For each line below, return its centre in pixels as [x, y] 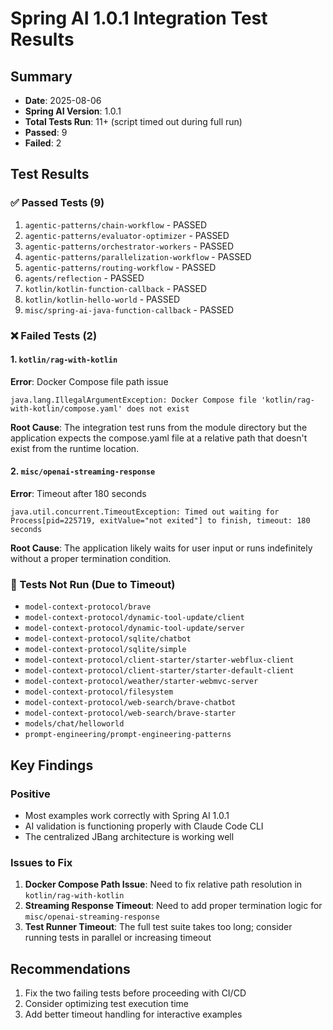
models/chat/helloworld [74, 724]
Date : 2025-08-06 [63, 100]
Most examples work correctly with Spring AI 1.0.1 [127, 815]
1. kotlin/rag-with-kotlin [64, 359]
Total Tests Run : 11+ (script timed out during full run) [133, 121]
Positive [30, 794]
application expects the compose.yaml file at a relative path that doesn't [159, 438]
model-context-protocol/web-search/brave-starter [130, 713]
